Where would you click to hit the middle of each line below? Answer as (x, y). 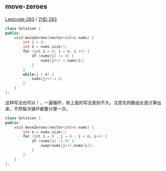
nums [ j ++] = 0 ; (47, 79)
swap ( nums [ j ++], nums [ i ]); (67, 146)
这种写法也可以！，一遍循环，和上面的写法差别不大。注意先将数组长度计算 (81, 103)
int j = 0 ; (34, 42)
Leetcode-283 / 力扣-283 (31, 19)
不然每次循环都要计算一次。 (42, 108)
